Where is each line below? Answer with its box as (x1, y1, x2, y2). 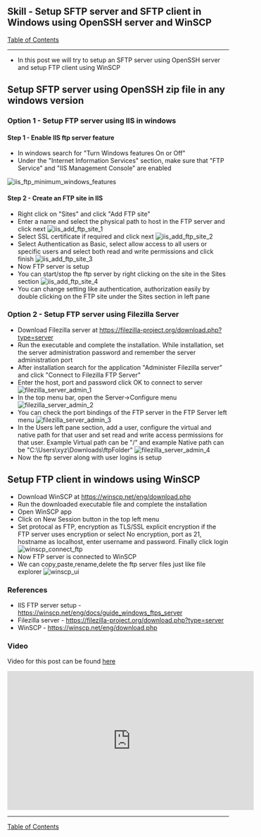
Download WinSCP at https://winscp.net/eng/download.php (17, 492, 191, 500)
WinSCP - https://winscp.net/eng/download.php (17, 623, 158, 632)
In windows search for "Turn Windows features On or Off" (17, 149, 186, 157)
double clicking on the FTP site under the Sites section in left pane (17, 292, 210, 301)
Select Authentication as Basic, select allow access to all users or (17, 239, 208, 248)
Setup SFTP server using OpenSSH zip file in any (7, 84, 225, 96)
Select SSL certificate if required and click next (17, 232, 154, 241)
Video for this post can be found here (7, 657, 116, 666)
